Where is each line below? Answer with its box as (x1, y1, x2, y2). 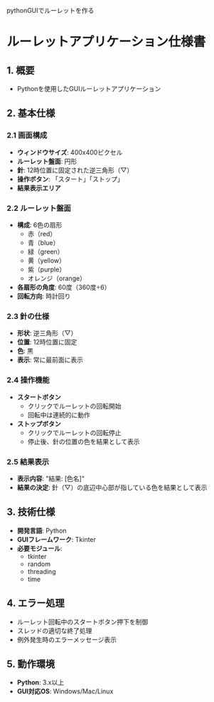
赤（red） (27, 229, 57, 238)
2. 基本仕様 (6, 108, 55, 120)
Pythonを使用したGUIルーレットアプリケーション (16, 85, 161, 93)
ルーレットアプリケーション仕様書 (6, 34, 206, 50)
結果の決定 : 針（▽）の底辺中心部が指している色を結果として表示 (16, 483, 208, 491)
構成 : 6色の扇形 (16, 220, 63, 229)
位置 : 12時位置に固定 (16, 337, 77, 347)
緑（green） (27, 247, 64, 256)
